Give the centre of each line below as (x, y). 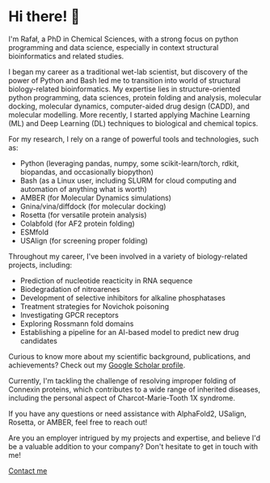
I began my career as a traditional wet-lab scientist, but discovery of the (128, 71)
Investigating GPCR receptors (69, 315)
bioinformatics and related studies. (66, 56)
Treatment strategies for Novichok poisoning (95, 306)
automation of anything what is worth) (83, 189)
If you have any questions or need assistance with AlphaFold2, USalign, (127, 413)
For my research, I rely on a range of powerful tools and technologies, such (134, 139)
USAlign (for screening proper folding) (84, 240)
